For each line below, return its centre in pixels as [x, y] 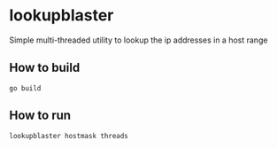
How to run [40, 116]
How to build [45, 68]
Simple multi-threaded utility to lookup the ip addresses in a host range [138, 40]
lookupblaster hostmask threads [69, 136]
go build [25, 88]
